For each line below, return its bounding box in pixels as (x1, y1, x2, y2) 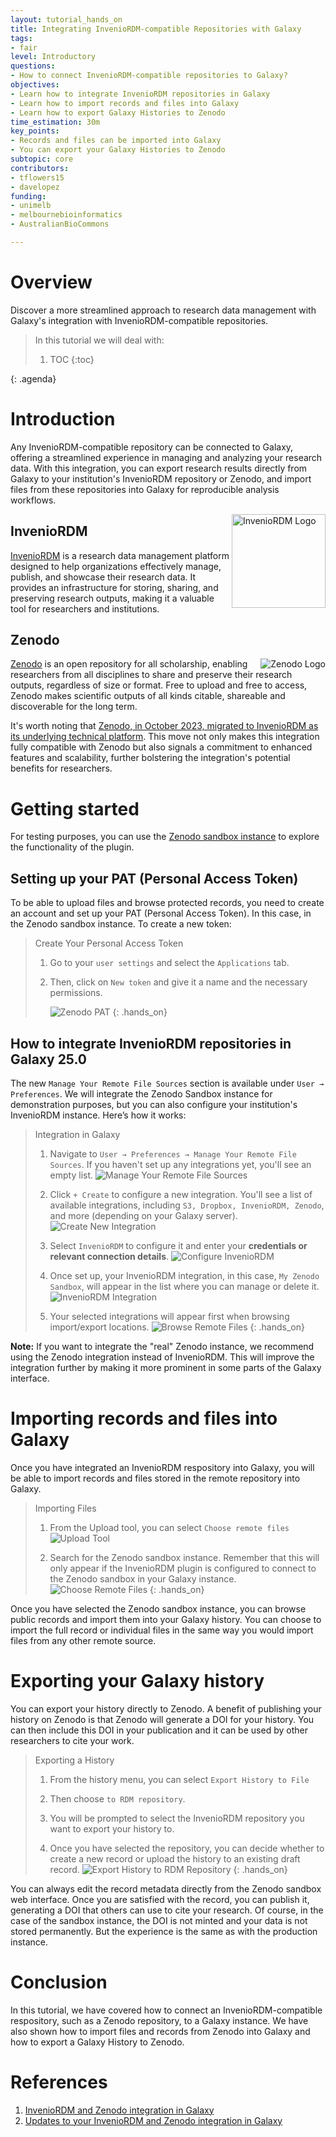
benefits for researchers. (10, 762, 113, 775)
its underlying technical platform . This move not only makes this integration (10, 731, 320, 743)
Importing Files (34, 1502, 97, 1514)
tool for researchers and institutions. (10, 602, 160, 615)
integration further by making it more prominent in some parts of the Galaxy (10, 1361, 322, 1373)
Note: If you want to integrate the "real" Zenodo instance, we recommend (10, 1340, 315, 1352)
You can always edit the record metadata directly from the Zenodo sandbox (10, 1882, 322, 1895)
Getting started (10, 797, 140, 820)
